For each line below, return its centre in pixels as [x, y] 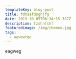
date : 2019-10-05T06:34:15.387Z [38, 19]
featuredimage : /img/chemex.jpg [38, 28]
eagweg [13, 51]
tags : [11, 32]
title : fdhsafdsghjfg [27, 14]
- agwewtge [21, 37]
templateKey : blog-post [29, 10]
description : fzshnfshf [29, 23]
